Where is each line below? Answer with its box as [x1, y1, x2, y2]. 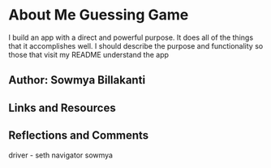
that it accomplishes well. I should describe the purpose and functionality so [8, 41, 264, 50]
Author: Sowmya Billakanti [8, 73, 146, 87]
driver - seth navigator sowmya [8, 150, 114, 160]
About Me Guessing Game [8, 6, 189, 24]
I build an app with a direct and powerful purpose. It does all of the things [8, 32, 254, 42]
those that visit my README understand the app [8, 50, 169, 59]
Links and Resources [8, 101, 116, 114]
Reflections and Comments [8, 128, 149, 143]
